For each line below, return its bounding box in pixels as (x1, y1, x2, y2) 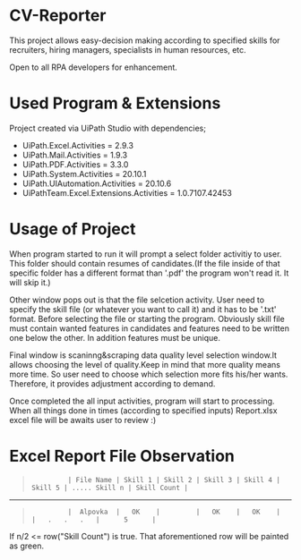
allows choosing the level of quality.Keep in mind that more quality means (9, 359, 280, 369)
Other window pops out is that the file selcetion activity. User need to (9, 294, 265, 305)
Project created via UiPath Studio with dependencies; (9, 123, 206, 133)
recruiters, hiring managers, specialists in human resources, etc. (9, 44, 246, 55)
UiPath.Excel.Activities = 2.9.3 (21, 140, 134, 150)
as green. (9, 540, 45, 551)
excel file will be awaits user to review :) (9, 414, 157, 425)
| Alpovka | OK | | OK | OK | (67, 507, 280, 516)
